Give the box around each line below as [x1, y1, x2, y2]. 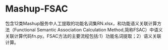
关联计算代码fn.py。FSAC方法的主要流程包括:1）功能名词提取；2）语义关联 [5, 33, 161, 39]
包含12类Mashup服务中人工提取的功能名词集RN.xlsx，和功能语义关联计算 [5, 20, 157, 26]
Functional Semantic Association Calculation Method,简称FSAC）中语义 [14, 26, 163, 33]
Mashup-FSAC [5, 3, 68, 15]
